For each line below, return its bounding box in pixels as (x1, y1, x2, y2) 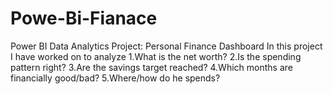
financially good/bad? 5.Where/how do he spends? (10, 72, 221, 84)
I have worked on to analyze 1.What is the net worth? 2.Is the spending (10, 50, 302, 62)
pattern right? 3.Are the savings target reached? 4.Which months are (10, 61, 293, 73)
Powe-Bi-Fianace (10, 7, 158, 30)
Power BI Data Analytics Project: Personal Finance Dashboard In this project (10, 40, 323, 52)
